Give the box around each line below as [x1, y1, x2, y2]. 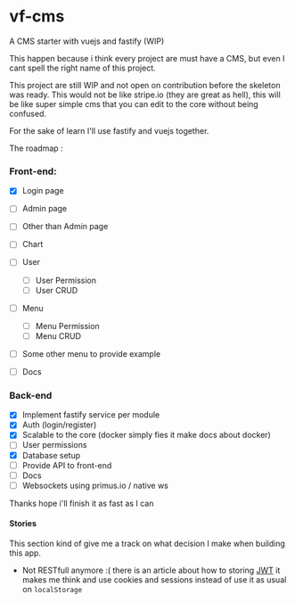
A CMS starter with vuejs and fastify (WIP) [9, 36, 165, 46]
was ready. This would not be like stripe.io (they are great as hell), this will [9, 89, 281, 100]
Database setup [21, 450, 81, 460]
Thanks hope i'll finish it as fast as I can [9, 498, 154, 508]
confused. [9, 108, 47, 119]
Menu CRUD [35, 330, 82, 341]
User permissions [21, 440, 87, 450]
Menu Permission [35, 320, 100, 331]
